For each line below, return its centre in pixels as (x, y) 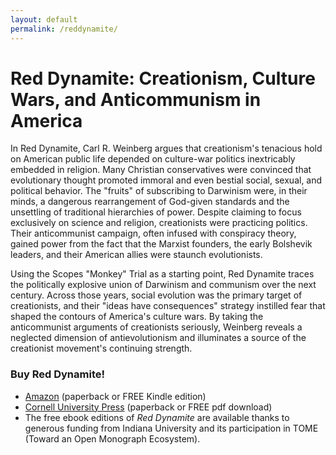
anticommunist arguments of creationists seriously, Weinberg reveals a (156, 327)
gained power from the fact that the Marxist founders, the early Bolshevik (161, 244)
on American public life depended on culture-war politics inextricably (153, 159)
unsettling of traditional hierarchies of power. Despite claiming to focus (156, 212)
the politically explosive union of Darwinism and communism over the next (163, 285)
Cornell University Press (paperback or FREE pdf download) (148, 407)
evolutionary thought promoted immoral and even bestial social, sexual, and (166, 180)
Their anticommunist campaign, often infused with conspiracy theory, (153, 233)
